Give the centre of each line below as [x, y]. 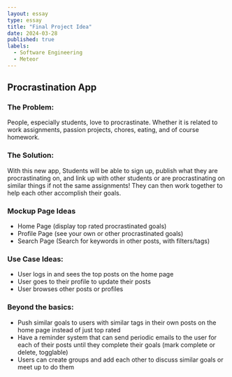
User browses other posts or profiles [70, 289]
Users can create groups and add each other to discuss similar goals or [120, 360]
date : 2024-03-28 [32, 33]
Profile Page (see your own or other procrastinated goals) [100, 234]
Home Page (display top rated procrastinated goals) [92, 226]
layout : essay [28, 14]
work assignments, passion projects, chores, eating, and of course [103, 130]
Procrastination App [52, 88]
